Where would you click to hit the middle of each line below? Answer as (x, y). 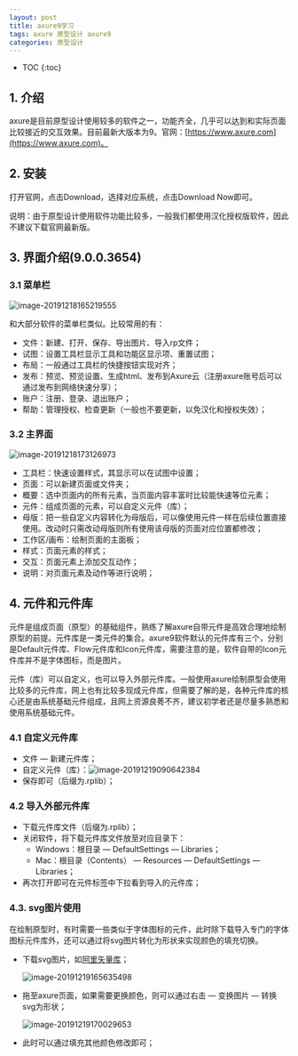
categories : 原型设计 (47, 42)
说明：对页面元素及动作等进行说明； (88, 572)
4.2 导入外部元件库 (50, 806)
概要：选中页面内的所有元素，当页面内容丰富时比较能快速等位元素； (146, 495)
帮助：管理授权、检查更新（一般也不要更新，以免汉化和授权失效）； (145, 409)
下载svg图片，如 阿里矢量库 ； (75, 959)
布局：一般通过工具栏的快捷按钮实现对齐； (100, 365)
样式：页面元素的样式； (65, 550)
